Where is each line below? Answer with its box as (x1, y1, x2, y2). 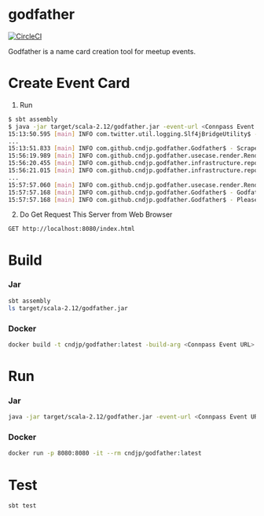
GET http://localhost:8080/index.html (8, 225, 135, 233)
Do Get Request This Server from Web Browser (19, 210, 173, 219)
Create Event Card (8, 75, 130, 92)
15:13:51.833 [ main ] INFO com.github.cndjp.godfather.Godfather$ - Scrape (8, 145, 258, 152)
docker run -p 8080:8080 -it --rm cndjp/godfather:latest (8, 449, 202, 457)
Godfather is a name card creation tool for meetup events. (8, 46, 196, 56)
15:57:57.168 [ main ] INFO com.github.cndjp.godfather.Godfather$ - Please (8, 196, 258, 203)
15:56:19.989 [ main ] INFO (8, 152, 93, 160)
